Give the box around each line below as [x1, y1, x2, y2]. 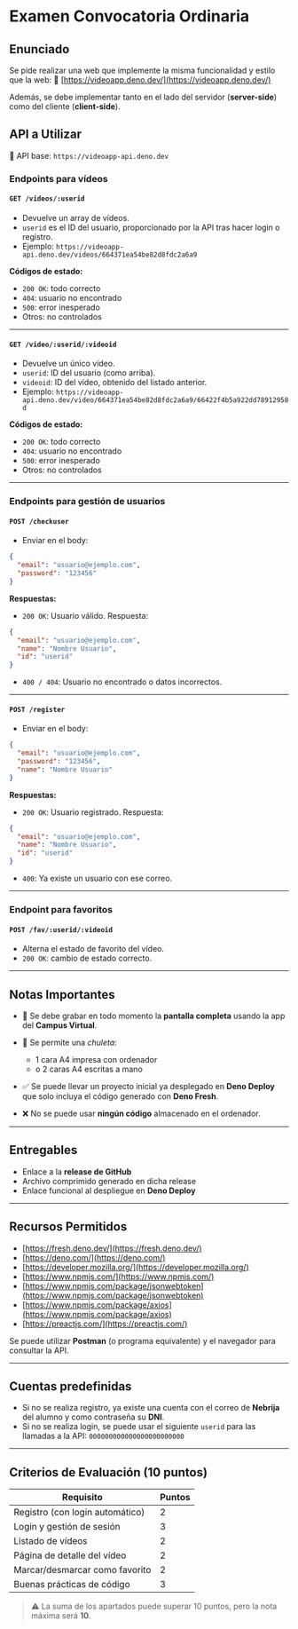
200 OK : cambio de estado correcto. [21, 953, 153, 964]
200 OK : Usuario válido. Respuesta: [21, 610, 149, 621]
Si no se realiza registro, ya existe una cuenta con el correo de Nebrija [21, 1403, 280, 1413]
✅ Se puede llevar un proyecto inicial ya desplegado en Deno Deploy [21, 1081, 275, 1092]
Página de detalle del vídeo [13, 1549, 127, 1562]
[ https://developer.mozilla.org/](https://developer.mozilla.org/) [21, 1261, 250, 1272]
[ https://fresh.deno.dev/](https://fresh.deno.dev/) [21, 1243, 202, 1253]
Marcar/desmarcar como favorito [13, 1564, 152, 1577]
